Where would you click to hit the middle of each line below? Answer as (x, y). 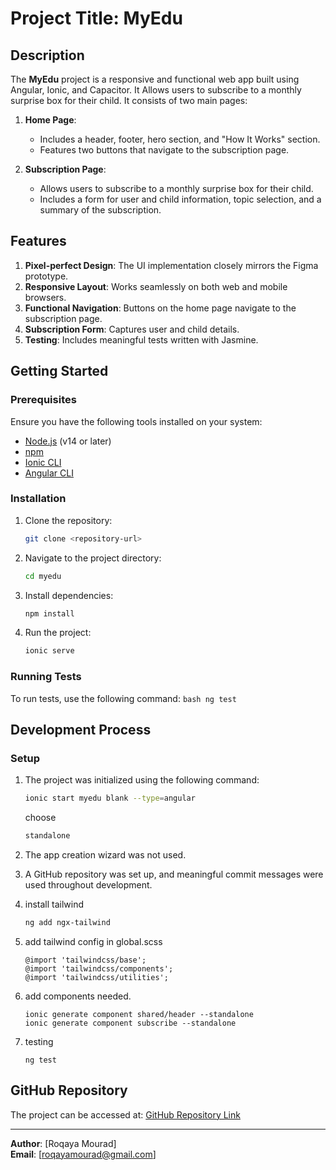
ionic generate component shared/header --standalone (139, 1014)
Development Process (81, 729)
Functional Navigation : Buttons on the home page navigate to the (160, 308)
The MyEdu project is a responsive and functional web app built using (155, 79)
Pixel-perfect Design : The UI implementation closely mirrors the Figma (171, 265)
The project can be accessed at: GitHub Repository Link (125, 1114)
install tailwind (54, 904)
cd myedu (43, 576)
